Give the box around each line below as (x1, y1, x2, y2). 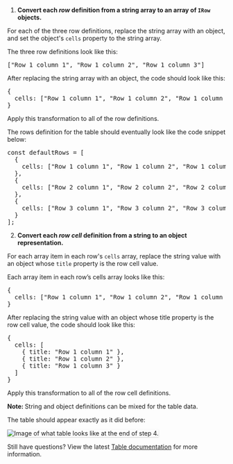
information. (7, 450, 42, 458)
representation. (17, 239, 64, 247)
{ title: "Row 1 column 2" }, (21, 355, 125, 363)
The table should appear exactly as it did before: (7, 416, 146, 424)
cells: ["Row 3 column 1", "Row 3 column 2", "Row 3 (21, 204, 205, 212)
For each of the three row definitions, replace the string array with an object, (7, 27, 225, 35)
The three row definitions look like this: (7, 48, 118, 56)
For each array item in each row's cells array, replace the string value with (7, 252, 221, 260)
